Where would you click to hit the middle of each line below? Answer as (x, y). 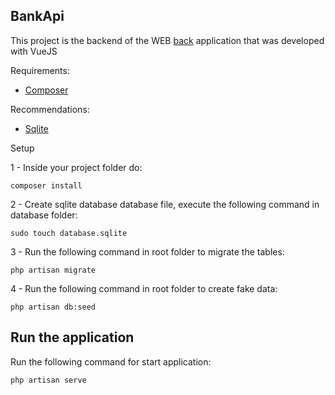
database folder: (44, 215)
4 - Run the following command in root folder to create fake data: (144, 288)
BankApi (37, 16)
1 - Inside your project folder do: (76, 167)
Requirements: (40, 70)
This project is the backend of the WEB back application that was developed (167, 40)
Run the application (72, 337)
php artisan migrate (53, 270)
